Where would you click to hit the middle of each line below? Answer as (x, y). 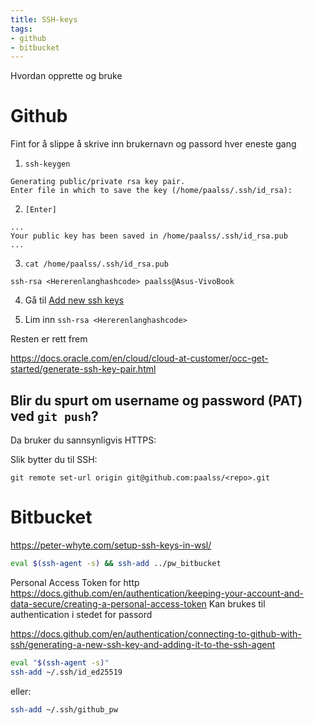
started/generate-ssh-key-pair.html (83, 369)
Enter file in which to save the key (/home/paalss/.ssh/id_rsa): (151, 191)
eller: (21, 691)
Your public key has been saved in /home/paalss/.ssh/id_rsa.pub (149, 236)
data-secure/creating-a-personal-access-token (108, 603)
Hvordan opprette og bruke (66, 76)
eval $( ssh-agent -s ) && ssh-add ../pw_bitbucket (116, 563)
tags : (21, 29)
